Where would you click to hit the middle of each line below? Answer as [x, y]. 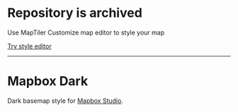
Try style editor [29, 46]
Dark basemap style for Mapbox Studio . [66, 101]
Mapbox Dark [48, 81]
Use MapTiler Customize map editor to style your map [86, 32]
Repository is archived [75, 13]
